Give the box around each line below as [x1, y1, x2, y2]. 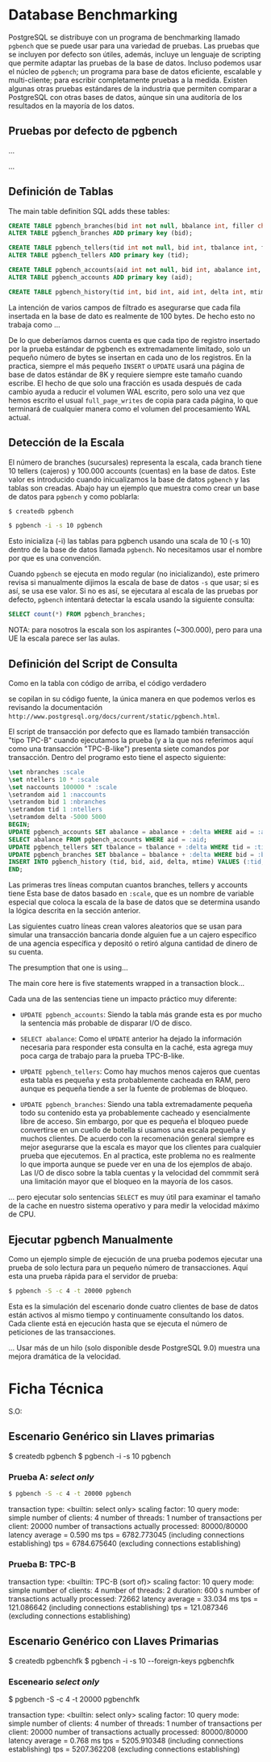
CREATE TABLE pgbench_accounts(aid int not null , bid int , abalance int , [8, 266, 262, 274]
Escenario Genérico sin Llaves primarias [8, 1430, 215, 1443]
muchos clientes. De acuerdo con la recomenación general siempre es [19, 1134, 256, 1143]
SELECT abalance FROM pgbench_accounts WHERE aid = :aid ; [8, 835, 207, 844]
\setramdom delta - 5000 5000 [8, 813, 106, 821]
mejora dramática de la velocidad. [8, 1351, 121, 1361]
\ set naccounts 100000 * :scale [8, 783, 117, 791]
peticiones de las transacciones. [8, 1327, 116, 1337]
